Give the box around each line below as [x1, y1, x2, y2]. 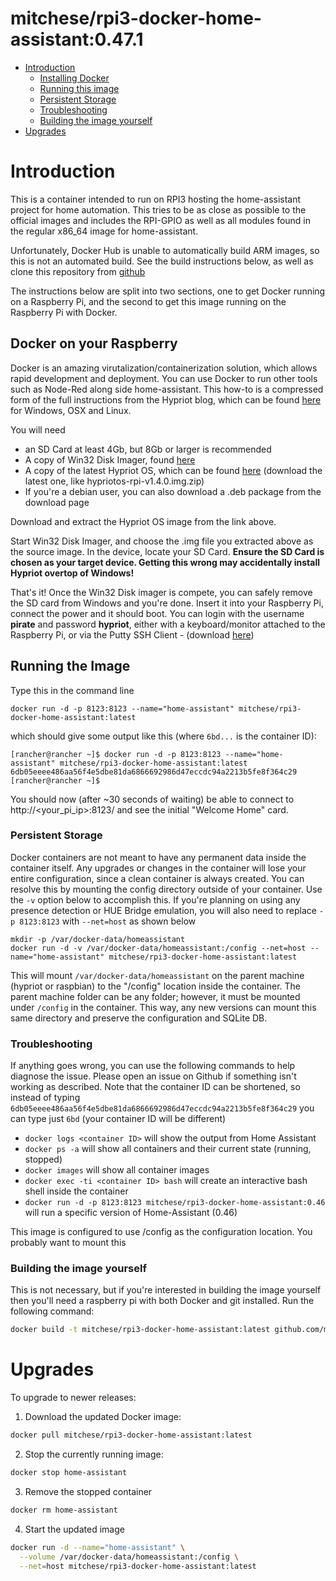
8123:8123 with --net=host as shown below [19, 915, 197, 927]
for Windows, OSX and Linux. [10, 404, 132, 416]
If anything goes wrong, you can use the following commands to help [10, 1060, 296, 1072]
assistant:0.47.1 [10, 28, 144, 51]
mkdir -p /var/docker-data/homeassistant [10, 934, 186, 944]
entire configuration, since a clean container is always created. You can [10, 872, 305, 884]
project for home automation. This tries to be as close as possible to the [10, 203, 307, 216]
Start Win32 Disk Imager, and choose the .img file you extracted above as [10, 535, 314, 547]
